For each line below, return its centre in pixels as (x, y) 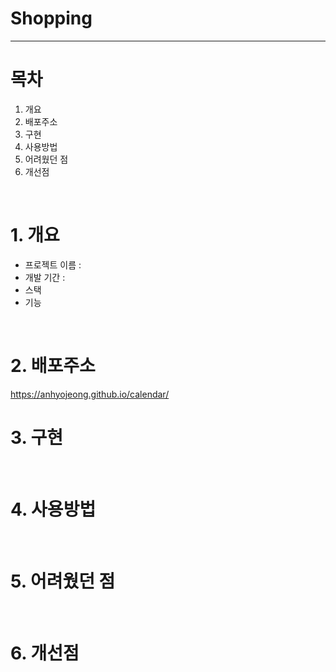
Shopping (51, 18)
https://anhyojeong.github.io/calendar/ (90, 394)
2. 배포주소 (53, 366)
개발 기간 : (45, 277)
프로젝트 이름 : (53, 264)
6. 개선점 (45, 653)
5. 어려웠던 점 (63, 581)
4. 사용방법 (53, 509)
